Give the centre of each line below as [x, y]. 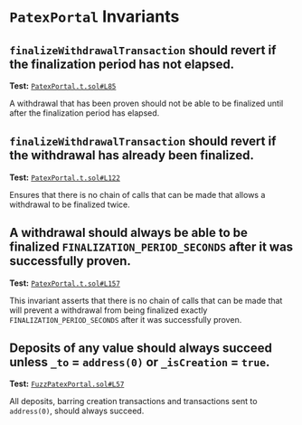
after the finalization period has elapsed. [85, 113]
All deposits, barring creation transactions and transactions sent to [133, 401]
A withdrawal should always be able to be [129, 233]
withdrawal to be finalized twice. [70, 204]
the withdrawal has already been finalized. [132, 156]
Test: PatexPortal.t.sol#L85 [63, 86]
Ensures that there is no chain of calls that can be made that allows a [137, 194]
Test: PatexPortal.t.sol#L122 [65, 177]
